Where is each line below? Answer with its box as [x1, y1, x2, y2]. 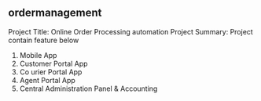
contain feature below [8, 35, 79, 45]
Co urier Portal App [19, 67, 83, 77]
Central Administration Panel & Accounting [19, 84, 158, 93]
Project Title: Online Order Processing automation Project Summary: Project [8, 27, 253, 36]
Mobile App [19, 50, 57, 60]
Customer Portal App [19, 59, 88, 68]
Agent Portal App [19, 75, 76, 85]
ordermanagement [8, 6, 102, 20]
